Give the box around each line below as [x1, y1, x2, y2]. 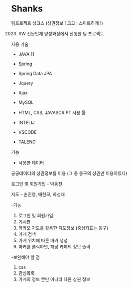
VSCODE [18, 129, 37, 135]
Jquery [18, 80, 33, 86]
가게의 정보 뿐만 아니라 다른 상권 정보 [18, 276, 91, 282]
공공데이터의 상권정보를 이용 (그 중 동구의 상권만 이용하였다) [11, 170, 128, 176]
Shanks [11, 3, 43, 14]
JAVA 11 [18, 51, 34, 57]
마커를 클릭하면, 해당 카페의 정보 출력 [18, 243, 91, 249]
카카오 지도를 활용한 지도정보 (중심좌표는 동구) [18, 225, 109, 231]
